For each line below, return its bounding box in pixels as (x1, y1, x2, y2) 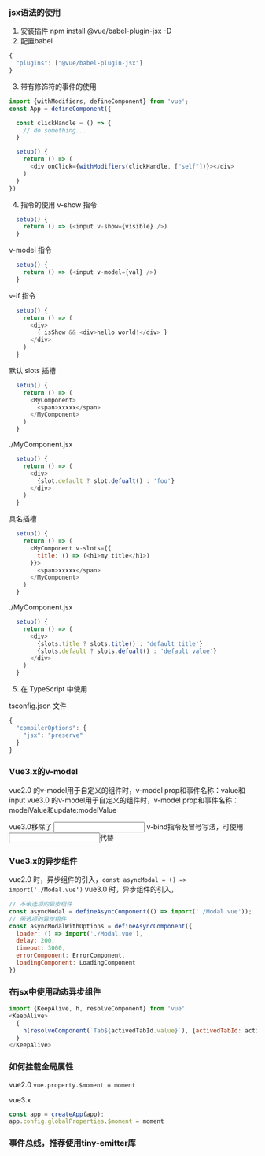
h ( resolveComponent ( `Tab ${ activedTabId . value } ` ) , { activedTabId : (23, 1026, 242, 1035)
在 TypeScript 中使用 (20, 684, 88, 694)
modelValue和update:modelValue (9, 805, 117, 814)
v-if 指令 (9, 291, 36, 300)
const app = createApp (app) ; (9, 1110, 105, 1118)
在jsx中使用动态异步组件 (9, 986, 101, 997)
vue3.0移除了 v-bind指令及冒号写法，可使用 (9, 821, 244, 832)
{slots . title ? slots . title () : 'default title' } (37, 639, 203, 647)
